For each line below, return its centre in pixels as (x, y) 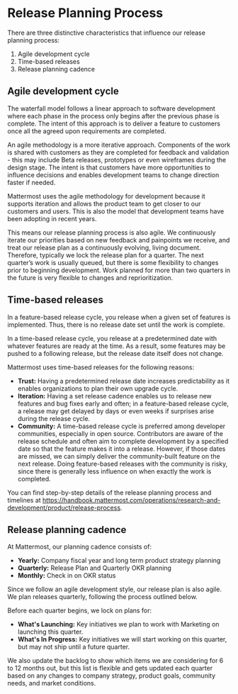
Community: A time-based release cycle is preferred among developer (121, 426)
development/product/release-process (64, 508)
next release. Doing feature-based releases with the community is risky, (123, 464)
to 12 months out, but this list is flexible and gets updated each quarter (110, 668)
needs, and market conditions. (52, 683)
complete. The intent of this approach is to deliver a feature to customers (114, 123)
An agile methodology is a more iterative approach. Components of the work (119, 145)
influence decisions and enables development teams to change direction (113, 174)
